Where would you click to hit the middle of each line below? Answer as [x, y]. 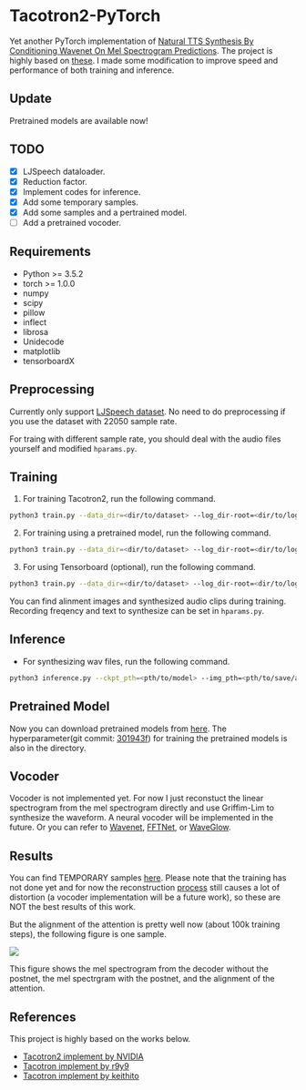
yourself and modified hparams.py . [73, 448]
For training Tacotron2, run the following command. [119, 499]
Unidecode [43, 341]
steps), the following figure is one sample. [88, 934]
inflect [35, 322]
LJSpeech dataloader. [64, 171]
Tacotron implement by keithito [81, 1075]
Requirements [50, 252]
